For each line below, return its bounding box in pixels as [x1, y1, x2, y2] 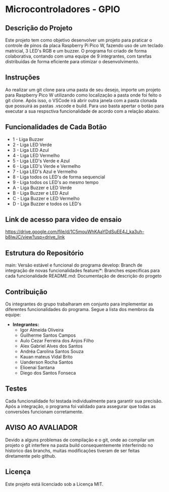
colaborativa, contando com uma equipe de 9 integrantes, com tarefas [5, 53, 152, 59]
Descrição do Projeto [5, 24, 73, 32]
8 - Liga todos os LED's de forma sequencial [12, 173, 105, 180]
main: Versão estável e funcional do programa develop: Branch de [5, 262, 143, 269]
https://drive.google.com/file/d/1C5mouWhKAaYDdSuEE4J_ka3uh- [5, 229, 145, 235]
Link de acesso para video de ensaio [5, 215, 122, 224]
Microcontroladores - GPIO [5, 4, 120, 15]
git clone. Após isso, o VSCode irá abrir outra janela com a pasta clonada [5, 97, 157, 103]
